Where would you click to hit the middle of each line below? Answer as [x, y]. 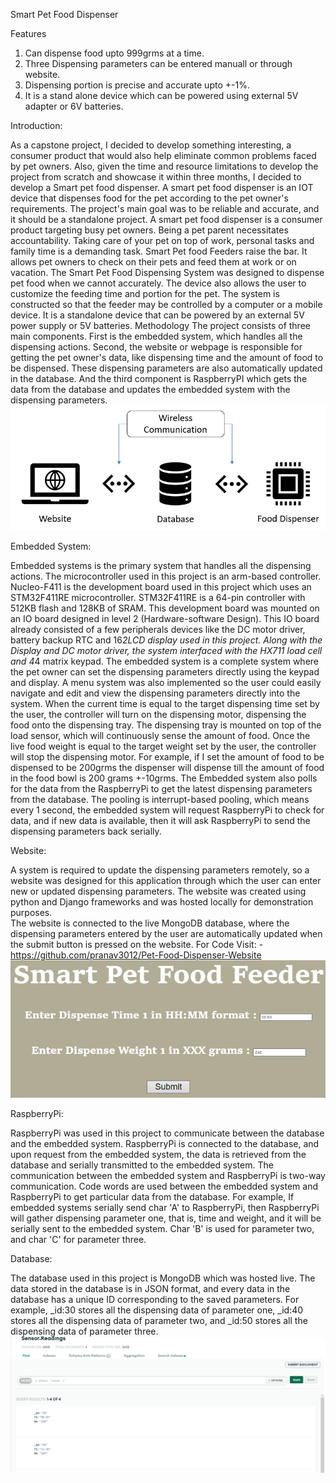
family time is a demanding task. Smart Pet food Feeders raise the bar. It [159, 251]
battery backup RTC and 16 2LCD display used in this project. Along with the [166, 640]
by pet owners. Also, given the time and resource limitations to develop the [164, 166]
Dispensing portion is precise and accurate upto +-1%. [137, 85]
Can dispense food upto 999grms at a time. [114, 53]
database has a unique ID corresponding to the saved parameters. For [155, 1300]
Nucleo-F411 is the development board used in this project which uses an [161, 586]
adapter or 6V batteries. [74, 106]
